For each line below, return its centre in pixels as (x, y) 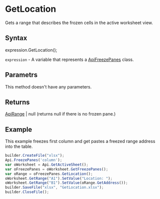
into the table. (19, 146)
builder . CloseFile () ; (27, 192)
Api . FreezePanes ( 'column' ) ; (34, 160)
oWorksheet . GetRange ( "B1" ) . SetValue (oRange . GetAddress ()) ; (67, 183)
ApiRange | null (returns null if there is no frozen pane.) (60, 114)
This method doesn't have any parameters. (48, 86)
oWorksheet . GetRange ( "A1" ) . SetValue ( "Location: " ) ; (59, 178)
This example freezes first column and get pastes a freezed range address (80, 142)
